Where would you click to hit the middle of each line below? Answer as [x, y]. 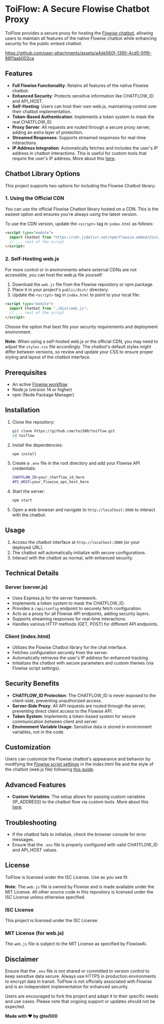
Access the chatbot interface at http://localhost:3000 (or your [76, 542]
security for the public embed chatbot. [44, 43]
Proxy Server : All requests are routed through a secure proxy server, [81, 127]
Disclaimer [22, 959]
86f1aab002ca [20, 58]
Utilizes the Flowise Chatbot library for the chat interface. [70, 647]
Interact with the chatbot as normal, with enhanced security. [72, 558]
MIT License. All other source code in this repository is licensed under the [79, 892]
